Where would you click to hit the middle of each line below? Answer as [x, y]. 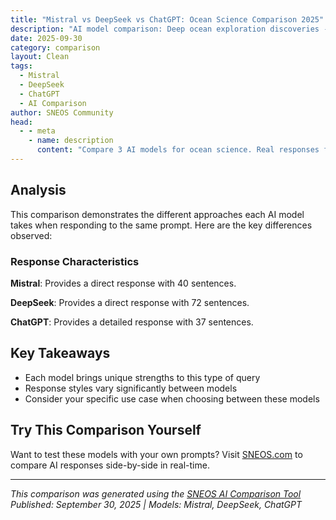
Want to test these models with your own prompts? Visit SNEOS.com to [156, 454]
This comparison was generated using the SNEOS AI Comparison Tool [156, 493]
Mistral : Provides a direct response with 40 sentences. [123, 283]
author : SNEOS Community [62, 112]
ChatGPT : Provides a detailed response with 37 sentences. [132, 322]
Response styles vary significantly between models [131, 388]
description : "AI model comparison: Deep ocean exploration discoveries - [169, 29]
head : [21, 122]
